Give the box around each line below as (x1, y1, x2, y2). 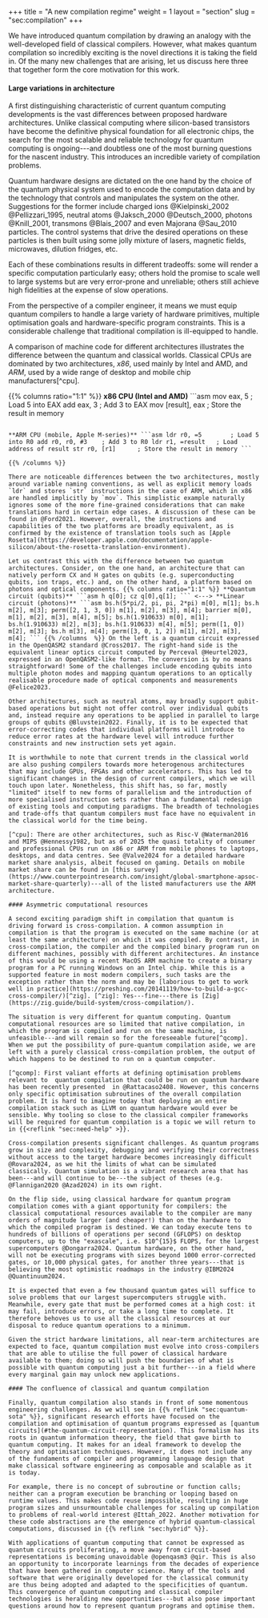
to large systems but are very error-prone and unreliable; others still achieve (8, 276, 260, 287)
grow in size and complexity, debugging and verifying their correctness (8, 1146, 260, 1155)
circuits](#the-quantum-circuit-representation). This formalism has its (8, 1426, 260, 1435)
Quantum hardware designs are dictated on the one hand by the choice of (8, 176, 252, 186)
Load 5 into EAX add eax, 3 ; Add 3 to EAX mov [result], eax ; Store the (8, 400, 242, 410)
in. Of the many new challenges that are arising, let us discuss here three (8, 56, 249, 66)
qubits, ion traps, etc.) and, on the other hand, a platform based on (8, 579, 252, 587)
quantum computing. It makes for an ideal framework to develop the (8, 1441, 242, 1449)
